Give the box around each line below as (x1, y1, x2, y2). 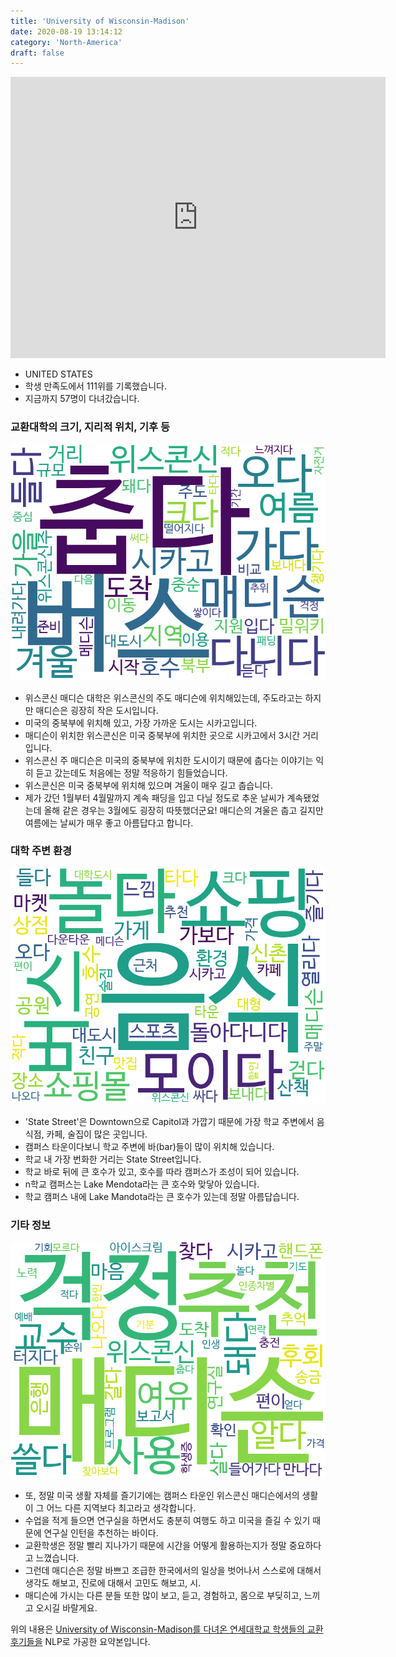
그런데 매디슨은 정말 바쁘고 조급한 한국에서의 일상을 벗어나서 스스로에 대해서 (24, 1565, 322, 1577)
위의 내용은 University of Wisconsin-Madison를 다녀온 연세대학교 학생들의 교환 (10, 1623, 324, 1635)
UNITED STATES (24, 368, 93, 380)
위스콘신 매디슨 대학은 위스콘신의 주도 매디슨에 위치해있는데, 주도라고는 (24, 691, 303, 704)
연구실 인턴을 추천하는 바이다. (43, 1527, 159, 1539)
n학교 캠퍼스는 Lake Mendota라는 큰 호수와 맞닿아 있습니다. (24, 1178, 260, 1190)
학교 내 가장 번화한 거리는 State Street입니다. (24, 1153, 202, 1165)
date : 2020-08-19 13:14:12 (10, 26, 123, 37)
